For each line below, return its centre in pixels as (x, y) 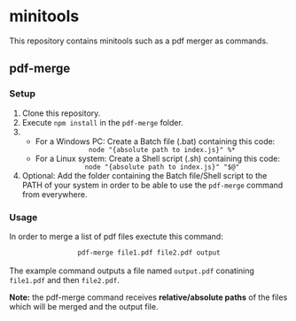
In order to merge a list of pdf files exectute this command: (116, 236)
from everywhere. (55, 194)
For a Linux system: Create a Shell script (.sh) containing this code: (158, 158)
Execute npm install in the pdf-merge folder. (102, 122)
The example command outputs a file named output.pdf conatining (132, 271)
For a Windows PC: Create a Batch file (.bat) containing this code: (155, 141)
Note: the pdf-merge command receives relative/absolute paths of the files (148, 297)
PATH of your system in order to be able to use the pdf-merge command (152, 185)
